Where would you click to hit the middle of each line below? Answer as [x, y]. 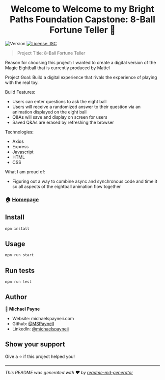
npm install [17, 229]
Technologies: [19, 132]
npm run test [18, 282]
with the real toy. [22, 82]
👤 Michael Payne [23, 309]
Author [16, 297]
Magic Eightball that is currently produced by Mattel [57, 68]
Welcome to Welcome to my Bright [82, 9]
